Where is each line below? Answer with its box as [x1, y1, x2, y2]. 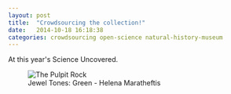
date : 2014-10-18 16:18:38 [8, 26, 104, 34]
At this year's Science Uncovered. [8, 55, 119, 64]
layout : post [8, 11, 51, 20]
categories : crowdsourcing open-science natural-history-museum [8, 33, 223, 42]
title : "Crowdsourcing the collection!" [8, 19, 146, 27]
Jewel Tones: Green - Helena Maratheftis [27, 78, 161, 88]
